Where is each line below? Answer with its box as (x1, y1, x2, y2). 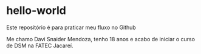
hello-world (6, 4, 67, 18)
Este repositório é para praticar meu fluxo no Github (6, 24, 137, 31)
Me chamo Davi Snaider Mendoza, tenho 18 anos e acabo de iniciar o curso (6, 35, 196, 42)
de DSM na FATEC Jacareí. (6, 42, 73, 49)
